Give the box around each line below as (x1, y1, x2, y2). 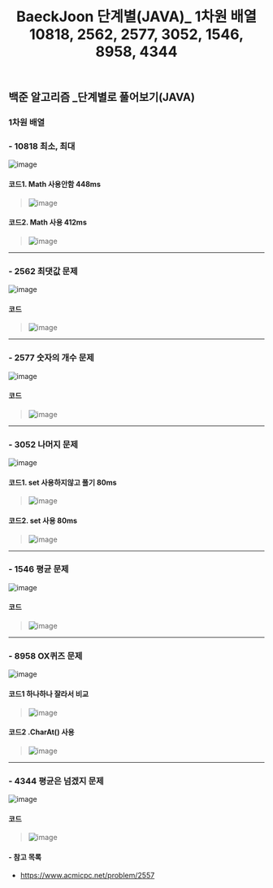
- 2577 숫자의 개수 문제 (8, 352, 95, 363)
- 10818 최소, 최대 (8, 141, 76, 152)
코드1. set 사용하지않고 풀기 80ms (8, 477, 117, 487)
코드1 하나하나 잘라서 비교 (8, 689, 89, 699)
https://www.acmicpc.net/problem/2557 (19, 871, 155, 881)
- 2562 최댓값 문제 (8, 265, 78, 276)
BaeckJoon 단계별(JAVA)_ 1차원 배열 (15, 7, 258, 26)
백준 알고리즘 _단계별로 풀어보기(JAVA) (8, 90, 195, 104)
